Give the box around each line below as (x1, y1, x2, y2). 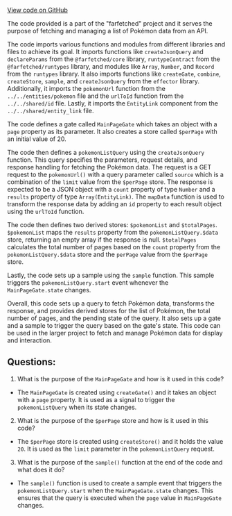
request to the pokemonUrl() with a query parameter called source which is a (7, 170, 224, 178)
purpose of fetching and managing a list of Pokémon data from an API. (7, 27, 208, 35)
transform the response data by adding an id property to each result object (7, 200, 222, 208)
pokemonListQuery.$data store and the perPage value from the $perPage (7, 250, 208, 258)
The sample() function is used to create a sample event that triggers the (17, 478, 222, 487)
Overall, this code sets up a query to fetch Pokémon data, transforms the (7, 299, 215, 308)
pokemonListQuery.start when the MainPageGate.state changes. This (17, 486, 213, 494)
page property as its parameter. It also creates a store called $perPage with (7, 128, 218, 135)
